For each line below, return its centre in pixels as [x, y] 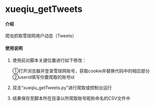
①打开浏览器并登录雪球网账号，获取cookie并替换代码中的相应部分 [81, 71]
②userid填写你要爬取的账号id [43, 77]
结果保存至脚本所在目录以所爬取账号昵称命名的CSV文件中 [71, 98]
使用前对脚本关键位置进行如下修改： [49, 60]
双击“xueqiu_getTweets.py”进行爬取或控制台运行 [62, 88]
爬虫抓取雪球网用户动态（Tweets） [41, 36]
